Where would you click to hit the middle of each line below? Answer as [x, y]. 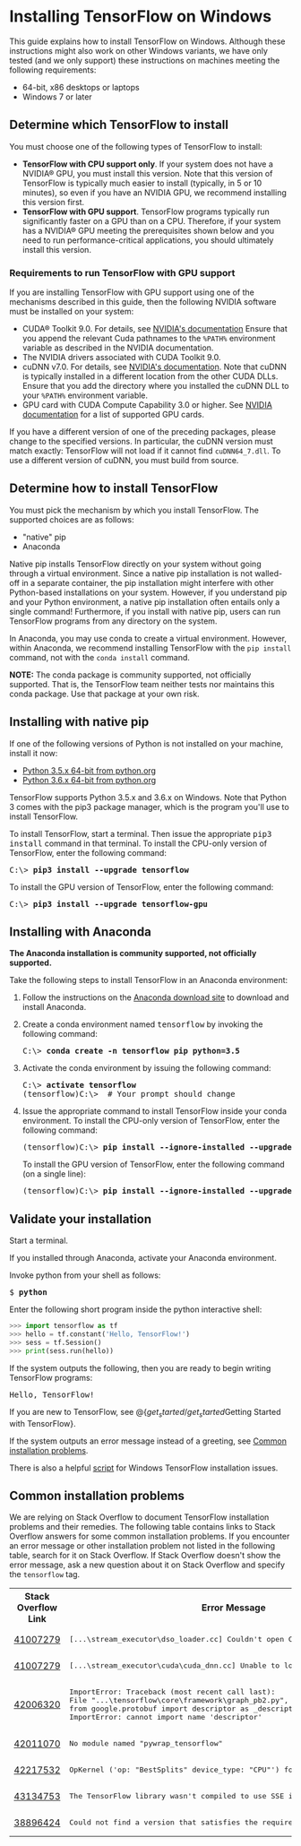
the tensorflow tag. [45, 1574]
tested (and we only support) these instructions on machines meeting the [145, 60]
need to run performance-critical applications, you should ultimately [148, 240]
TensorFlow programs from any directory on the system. [113, 621]
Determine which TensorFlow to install [119, 125]
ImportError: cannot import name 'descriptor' [166, 1717]
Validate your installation [81, 1219]
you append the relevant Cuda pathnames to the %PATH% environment [149, 339]
